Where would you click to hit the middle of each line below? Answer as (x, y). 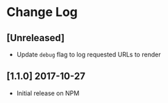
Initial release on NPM (48, 93)
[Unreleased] (36, 38)
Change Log (42, 12)
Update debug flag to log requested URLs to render (89, 54)
